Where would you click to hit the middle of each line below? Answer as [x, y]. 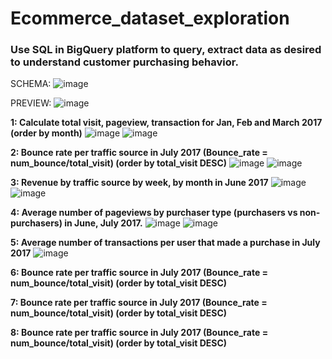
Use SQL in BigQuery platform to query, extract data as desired [166, 50]
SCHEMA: [31, 84]
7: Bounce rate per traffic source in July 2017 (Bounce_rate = [139, 303]
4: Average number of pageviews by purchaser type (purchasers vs [154, 213]
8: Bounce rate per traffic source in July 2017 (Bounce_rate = [139, 333]
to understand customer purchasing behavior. [124, 62]
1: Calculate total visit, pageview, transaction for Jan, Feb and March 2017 [166, 123]
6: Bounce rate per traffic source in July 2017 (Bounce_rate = [139, 273]
